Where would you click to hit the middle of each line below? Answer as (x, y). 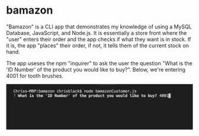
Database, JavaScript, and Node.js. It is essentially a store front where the (97, 33)
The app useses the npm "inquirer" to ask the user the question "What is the (99, 63)
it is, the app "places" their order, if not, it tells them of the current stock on (98, 46)
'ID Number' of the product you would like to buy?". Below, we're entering (96, 69)
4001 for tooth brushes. (35, 76)
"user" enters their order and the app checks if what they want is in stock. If (99, 39)
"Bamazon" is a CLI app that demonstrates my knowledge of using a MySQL (99, 27)
